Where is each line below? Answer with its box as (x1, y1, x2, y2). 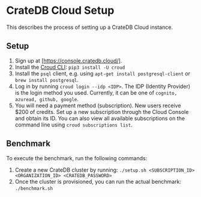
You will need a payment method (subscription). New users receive (14, 102, 181, 109)
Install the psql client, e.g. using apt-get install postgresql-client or (14, 70, 191, 77)
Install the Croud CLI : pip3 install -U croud (14, 63, 125, 70)
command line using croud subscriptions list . (14, 121, 133, 128)
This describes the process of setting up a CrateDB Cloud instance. (6, 23, 173, 31)
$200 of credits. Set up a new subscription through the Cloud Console (14, 108, 189, 115)
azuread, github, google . (14, 95, 79, 102)
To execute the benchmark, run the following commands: (6, 154, 148, 161)
